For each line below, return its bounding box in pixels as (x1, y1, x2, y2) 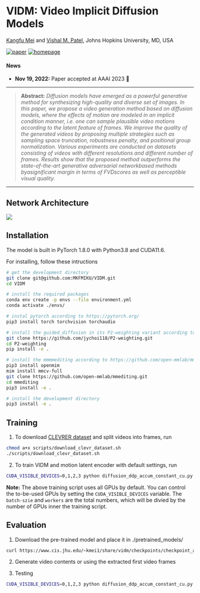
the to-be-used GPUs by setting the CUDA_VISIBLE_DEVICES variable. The (6, 490, 182, 497)
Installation (6, 231, 49, 241)
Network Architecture (6, 198, 89, 208)
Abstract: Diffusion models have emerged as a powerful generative (20, 93, 187, 100)
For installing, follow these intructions (6, 258, 98, 265)
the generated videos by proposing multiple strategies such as (20, 130, 175, 138)
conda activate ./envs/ (6, 303, 65, 309)
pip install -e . (6, 346, 49, 352)
